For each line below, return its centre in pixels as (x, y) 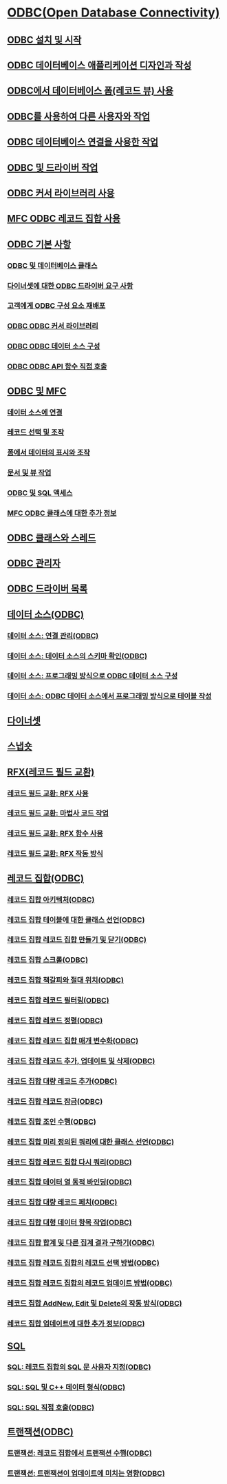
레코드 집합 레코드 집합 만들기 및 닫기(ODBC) (77, 940)
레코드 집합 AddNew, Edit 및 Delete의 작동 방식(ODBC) (95, 1304)
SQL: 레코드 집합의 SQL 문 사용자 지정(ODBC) (79, 1367)
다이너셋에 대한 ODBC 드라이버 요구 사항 (70, 286)
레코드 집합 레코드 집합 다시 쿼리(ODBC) (69, 1162)
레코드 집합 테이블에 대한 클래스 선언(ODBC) (76, 919)
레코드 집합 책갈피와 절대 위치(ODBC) (65, 981)
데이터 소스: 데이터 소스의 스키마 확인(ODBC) (77, 656)
